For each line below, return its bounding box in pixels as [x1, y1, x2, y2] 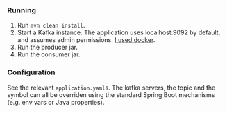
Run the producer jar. [17, 43, 78, 52]
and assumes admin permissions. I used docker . [17, 36, 155, 44]
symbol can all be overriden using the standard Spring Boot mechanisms [7, 90, 215, 99]
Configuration [7, 68, 56, 77]
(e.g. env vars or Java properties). [7, 98, 105, 106]
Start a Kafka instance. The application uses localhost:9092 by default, [17, 28, 221, 37]
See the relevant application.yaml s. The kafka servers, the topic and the [7, 83, 216, 92]
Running [7, 6, 37, 15]
